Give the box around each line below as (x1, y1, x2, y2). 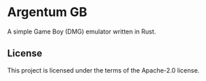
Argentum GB (7, 4, 87, 20)
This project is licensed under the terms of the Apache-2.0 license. (7, 66, 200, 74)
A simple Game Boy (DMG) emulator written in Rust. (7, 27, 156, 36)
